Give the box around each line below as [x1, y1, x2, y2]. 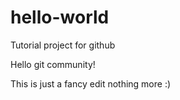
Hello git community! [10, 58, 96, 70]
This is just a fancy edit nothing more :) [10, 77, 172, 90]
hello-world [10, 6, 110, 29]
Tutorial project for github [10, 39, 116, 51]
